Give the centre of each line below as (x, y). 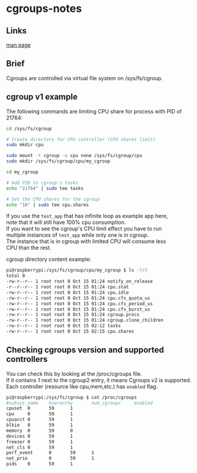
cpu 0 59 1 (40, 414)
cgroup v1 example (42, 97)
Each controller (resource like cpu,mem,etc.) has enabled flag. (82, 386)
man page (18, 45)
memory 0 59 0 (40, 431)
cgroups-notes (44, 9)
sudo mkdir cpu (25, 145)
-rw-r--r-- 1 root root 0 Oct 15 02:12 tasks (63, 326)
